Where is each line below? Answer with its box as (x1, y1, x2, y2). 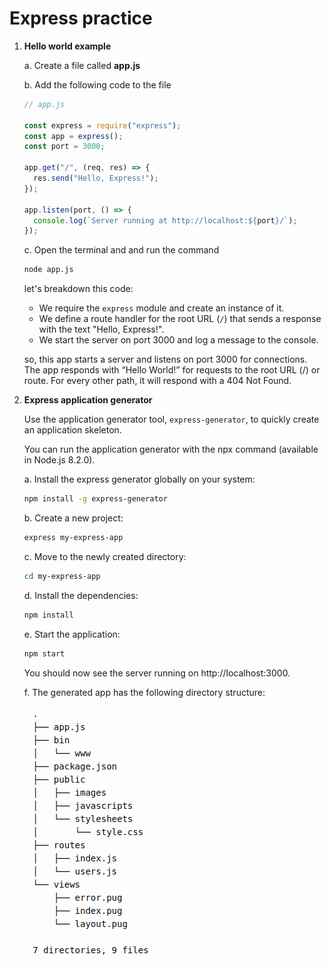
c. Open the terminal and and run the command (23, 244, 220, 256)
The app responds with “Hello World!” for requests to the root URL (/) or (23, 364, 321, 376)
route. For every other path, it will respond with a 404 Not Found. (23, 375, 292, 387)
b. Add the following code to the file (23, 78, 172, 91)
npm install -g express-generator (23, 494, 168, 504)
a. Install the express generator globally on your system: (23, 473, 256, 486)
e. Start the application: (23, 628, 121, 640)
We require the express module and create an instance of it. (38, 302, 285, 314)
